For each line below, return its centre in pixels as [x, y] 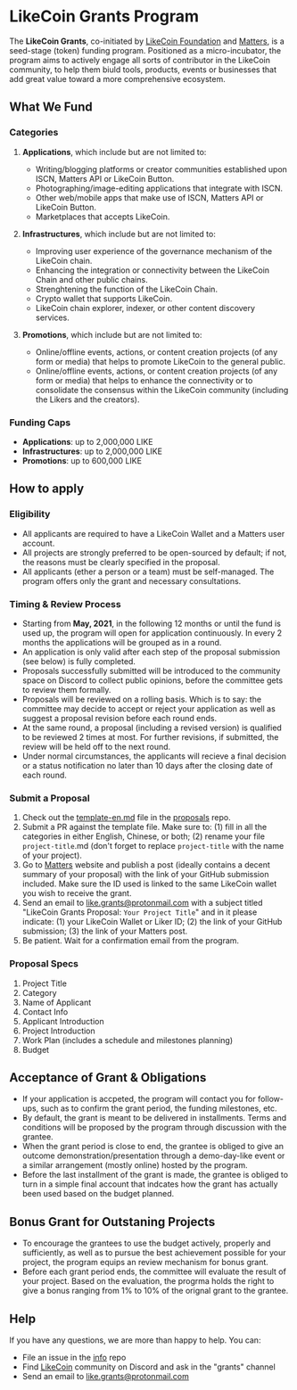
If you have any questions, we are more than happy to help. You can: [135, 1340]
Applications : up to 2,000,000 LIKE [87, 441]
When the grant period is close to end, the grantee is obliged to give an [153, 1147]
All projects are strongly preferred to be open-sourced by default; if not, [154, 552]
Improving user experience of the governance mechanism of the [154, 251]
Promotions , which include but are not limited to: [112, 334]
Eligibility [30, 514]
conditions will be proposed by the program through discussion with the [154, 1127]
